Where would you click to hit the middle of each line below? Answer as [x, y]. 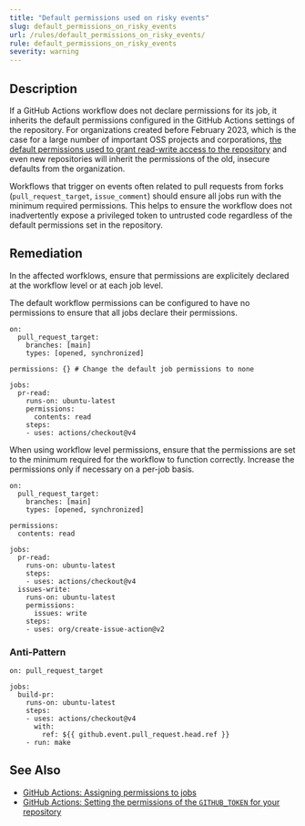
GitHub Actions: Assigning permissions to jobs [110, 792]
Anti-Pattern [38, 652]
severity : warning [44, 52]
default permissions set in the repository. [86, 225]
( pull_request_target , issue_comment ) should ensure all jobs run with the [146, 196]
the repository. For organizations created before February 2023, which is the [153, 129]
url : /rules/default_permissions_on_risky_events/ [107, 35]
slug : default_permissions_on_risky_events [93, 26]
